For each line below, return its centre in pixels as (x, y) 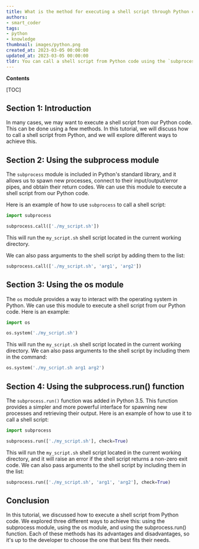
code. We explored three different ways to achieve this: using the (86, 521)
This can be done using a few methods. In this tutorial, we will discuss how (97, 129)
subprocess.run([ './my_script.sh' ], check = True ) (67, 441)
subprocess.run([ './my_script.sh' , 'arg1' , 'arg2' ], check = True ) (88, 482)
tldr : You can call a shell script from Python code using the (86, 61)
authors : (17, 17)
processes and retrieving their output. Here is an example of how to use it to (99, 413)
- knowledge (21, 39)
